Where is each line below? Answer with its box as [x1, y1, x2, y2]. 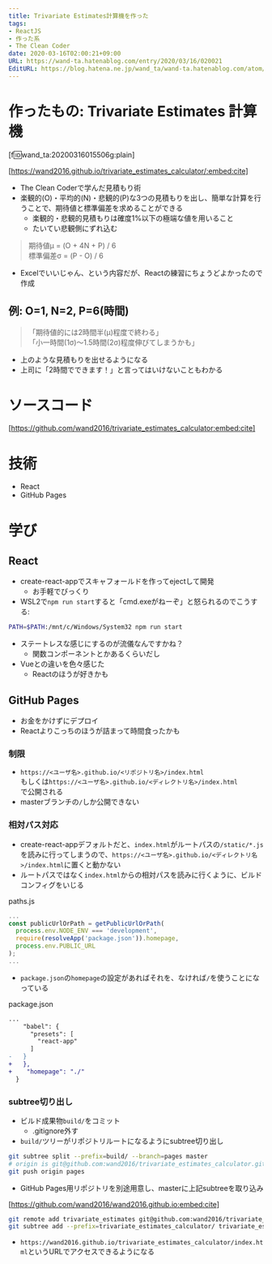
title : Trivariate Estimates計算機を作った [8, 11, 149, 20]
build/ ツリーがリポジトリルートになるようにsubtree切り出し [19, 1136, 224, 1146]
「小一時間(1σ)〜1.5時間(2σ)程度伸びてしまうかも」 [28, 337, 199, 347]
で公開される [19, 787, 63, 797]
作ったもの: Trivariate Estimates [8, 102, 226, 120]
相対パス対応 [8, 819, 59, 831]
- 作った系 [8, 34, 40, 43]
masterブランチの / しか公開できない [19, 797, 140, 807]
